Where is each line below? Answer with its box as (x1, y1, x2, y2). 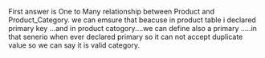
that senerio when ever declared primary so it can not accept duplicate (8, 32, 243, 41)
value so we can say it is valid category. (8, 41, 141, 50)
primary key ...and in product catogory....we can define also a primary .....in (8, 24, 257, 33)
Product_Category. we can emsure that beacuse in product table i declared (8, 15, 257, 25)
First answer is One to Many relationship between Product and (8, 7, 215, 16)
